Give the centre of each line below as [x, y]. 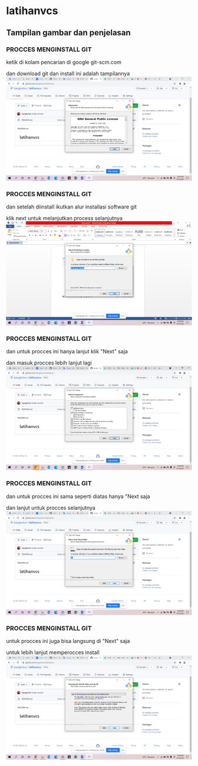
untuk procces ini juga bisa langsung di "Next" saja [68, 641]
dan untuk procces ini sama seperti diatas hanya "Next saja [78, 496]
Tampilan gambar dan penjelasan [68, 33]
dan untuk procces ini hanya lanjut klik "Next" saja [67, 352]
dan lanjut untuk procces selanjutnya [51, 508]
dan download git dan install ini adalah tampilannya [68, 73]
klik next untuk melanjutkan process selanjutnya [64, 218]
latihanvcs [32, 11]
